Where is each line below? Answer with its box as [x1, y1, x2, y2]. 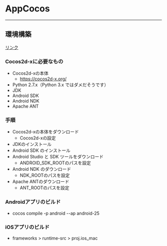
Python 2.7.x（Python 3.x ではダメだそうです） [12, 82, 109, 88]
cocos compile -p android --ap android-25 [12, 210, 100, 216]
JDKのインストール [12, 141, 52, 147]
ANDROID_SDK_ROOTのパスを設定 [19, 160, 91, 166]
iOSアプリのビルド [5, 224, 50, 231]
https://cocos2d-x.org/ [19, 76, 67, 82]
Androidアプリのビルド [5, 199, 61, 206]
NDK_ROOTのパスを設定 [19, 172, 70, 178]
